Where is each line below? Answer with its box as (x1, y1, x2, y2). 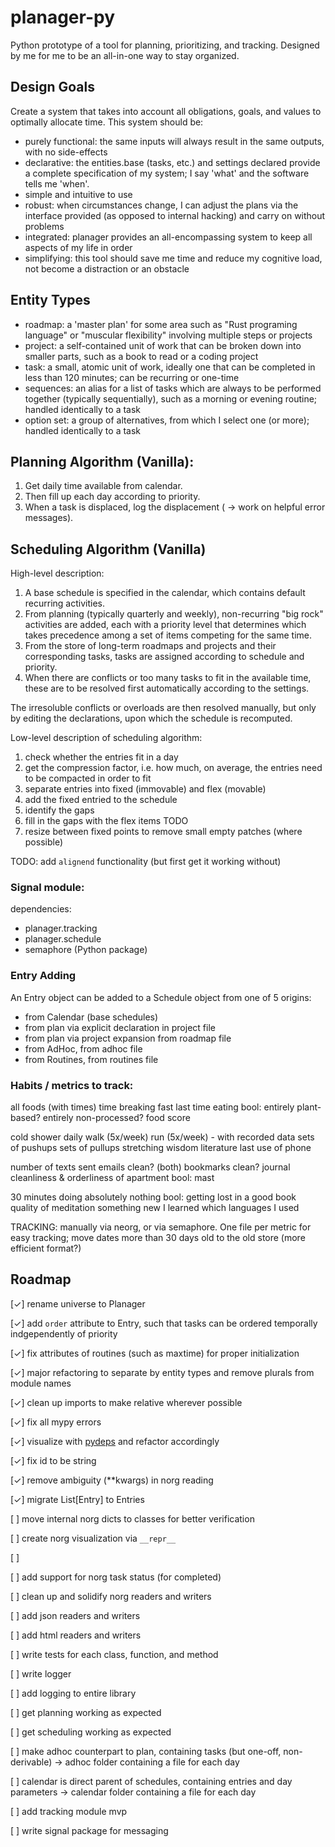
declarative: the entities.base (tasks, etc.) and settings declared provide (24, 156, 321, 168)
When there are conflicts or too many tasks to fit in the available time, (24, 672, 312, 684)
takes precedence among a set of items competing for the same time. (24, 629, 313, 641)
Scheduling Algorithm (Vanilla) (10, 541, 207, 558)
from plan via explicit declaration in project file (24, 1021, 216, 1033)
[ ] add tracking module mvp (10, 1805, 128, 1817)
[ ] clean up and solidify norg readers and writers (10, 1590, 212, 1602)
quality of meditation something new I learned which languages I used (10, 1202, 300, 1214)
